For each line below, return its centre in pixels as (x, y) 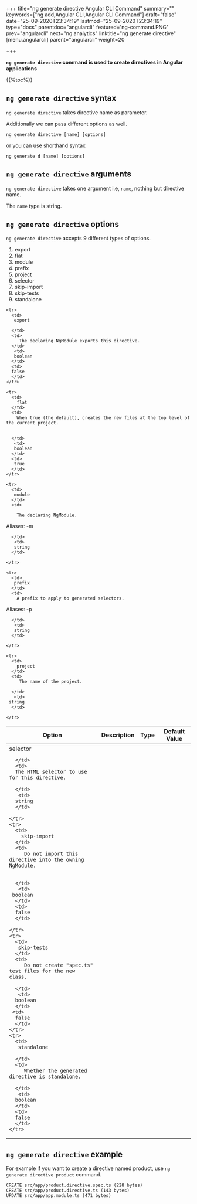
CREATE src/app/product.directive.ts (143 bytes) (68, 1191)
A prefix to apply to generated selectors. (71, 598)
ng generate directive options (62, 224)
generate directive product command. (54, 1175)
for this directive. (38, 778)
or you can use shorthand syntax (46, 145)
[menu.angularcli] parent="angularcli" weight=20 (65, 40)
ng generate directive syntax (61, 98)
